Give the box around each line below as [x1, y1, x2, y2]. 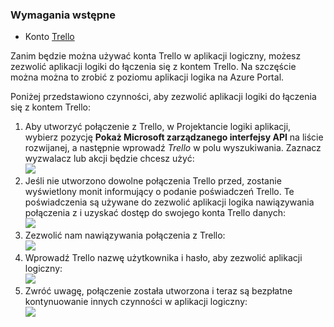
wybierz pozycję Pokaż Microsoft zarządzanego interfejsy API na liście [24, 131, 324, 143]
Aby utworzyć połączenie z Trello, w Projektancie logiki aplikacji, [24, 121, 292, 133]
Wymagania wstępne [10, 8, 116, 22]
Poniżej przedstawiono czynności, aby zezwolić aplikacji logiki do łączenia [10, 91, 317, 103]
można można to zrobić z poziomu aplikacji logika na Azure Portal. [10, 71, 285, 83]
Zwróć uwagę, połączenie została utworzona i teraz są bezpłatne [24, 285, 293, 297]
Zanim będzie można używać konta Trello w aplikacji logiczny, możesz [10, 50, 302, 62]
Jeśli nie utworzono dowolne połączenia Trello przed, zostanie [24, 175, 282, 187]
